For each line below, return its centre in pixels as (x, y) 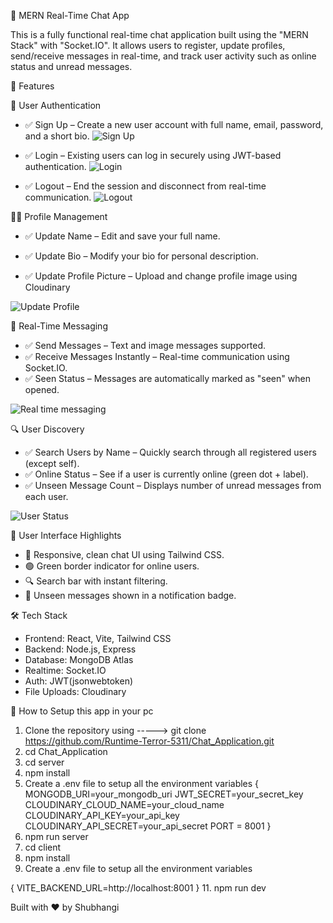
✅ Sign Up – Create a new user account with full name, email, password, (174, 124)
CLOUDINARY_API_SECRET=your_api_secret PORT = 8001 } (148, 826)
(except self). (52, 463)
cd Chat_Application (66, 751)
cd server (44, 762)
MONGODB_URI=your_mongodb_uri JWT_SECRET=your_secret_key (164, 794)
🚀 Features (32, 86)
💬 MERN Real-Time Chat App (70, 15)
